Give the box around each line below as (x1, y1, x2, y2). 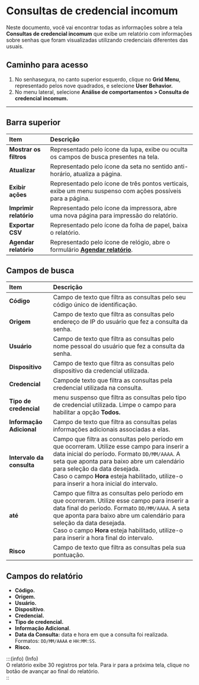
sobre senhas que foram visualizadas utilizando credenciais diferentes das (6, 36, 188, 43)
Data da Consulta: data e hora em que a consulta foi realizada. (14, 631, 169, 638)
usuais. (6, 43, 24, 50)
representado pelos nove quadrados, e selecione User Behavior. (14, 82, 173, 89)
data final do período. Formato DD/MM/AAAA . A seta (53, 504, 190, 512)
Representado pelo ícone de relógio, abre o (50, 238, 171, 246)
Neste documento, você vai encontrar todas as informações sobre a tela (6, 24, 182, 31)
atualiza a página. (73, 169, 123, 178)
